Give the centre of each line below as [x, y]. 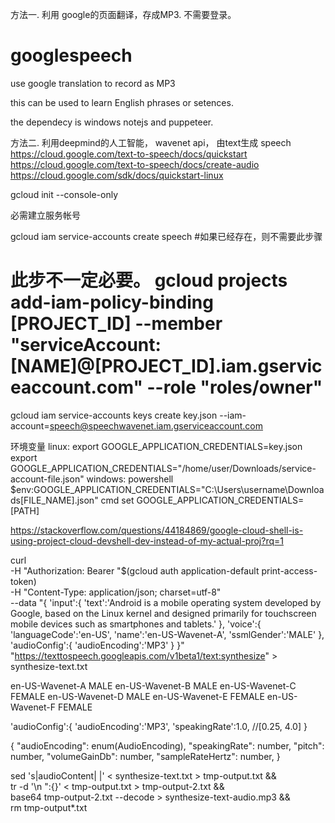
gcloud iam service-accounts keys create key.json [114, 415]
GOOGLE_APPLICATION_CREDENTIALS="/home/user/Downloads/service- [163, 468]
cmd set [117, 500]
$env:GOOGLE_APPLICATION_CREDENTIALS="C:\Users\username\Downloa [167, 489]
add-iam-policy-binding [112, 302]
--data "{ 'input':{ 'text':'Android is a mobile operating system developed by [166, 602]
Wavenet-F [33, 707]
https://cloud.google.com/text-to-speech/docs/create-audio [135, 164]
